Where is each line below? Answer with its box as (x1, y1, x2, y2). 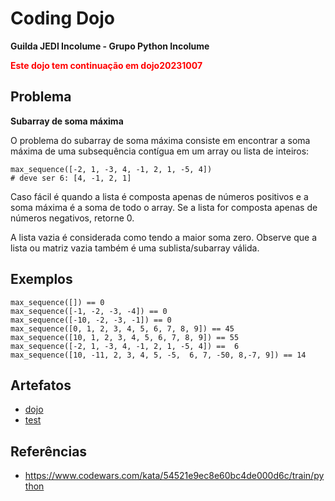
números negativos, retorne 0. (10, 212, 135, 224)
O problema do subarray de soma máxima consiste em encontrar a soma (10, 134, 311, 146)
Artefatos (10, 377, 72, 394)
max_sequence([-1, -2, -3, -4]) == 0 (10, 306, 168, 316)
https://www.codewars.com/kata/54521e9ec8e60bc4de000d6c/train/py (24, 470, 325, 482)
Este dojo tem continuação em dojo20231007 (10, 59, 203, 71)
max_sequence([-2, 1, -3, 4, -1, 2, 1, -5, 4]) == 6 (10, 341, 240, 351)
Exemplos (10, 271, 73, 288)
